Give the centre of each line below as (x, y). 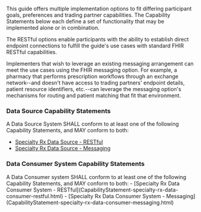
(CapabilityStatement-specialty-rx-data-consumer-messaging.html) (90, 202)
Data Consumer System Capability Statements (76, 164)
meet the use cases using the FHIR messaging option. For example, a (92, 70)
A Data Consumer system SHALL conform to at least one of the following (96, 177)
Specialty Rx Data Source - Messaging (63, 149)
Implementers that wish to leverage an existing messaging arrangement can (100, 63)
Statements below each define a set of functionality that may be (85, 21)
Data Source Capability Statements (58, 111)
